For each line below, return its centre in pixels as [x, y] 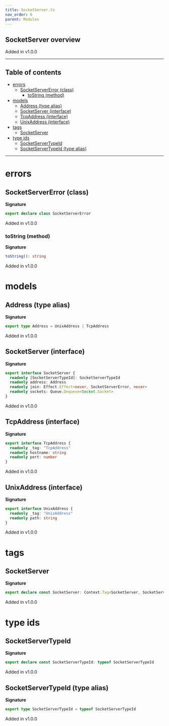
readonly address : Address [38, 382]
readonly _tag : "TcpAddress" [40, 448]
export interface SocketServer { [40, 373]
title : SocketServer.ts [30, 10]
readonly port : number [33, 457]
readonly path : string [33, 518]
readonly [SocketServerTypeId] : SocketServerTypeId [65, 378]
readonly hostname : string [38, 453]
